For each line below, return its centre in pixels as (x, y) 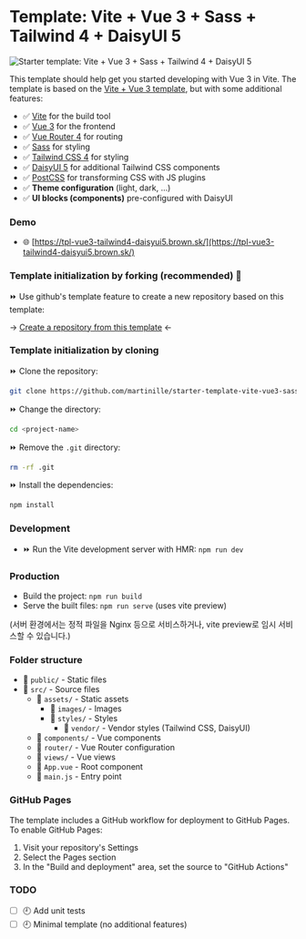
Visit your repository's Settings (81, 847)
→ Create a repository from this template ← (91, 327)
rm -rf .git (32, 467)
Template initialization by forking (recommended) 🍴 (126, 276)
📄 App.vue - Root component (90, 767)
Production (35, 576)
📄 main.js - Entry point (79, 777)
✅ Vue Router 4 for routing (72, 136)
